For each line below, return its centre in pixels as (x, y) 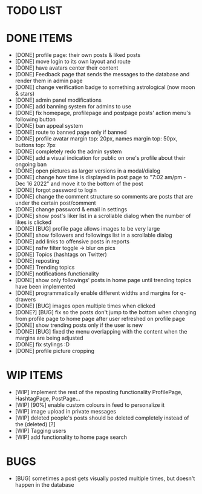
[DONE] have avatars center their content (67, 68)
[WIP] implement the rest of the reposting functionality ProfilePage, (99, 392)
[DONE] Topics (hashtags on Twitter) (61, 254)
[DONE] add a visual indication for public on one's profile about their (100, 158)
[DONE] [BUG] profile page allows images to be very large (87, 229)
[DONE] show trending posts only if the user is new (79, 325)
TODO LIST (34, 11)
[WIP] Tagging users (41, 431)
